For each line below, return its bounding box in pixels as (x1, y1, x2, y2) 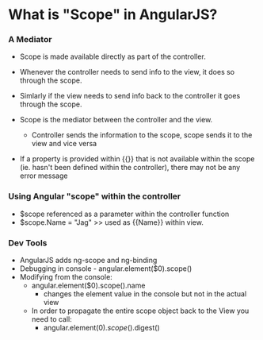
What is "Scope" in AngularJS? (8, 6, 218, 24)
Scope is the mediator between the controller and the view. (19, 115, 213, 125)
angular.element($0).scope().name (31, 280, 146, 291)
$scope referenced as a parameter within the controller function (19, 209, 230, 218)
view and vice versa (31, 139, 97, 149)
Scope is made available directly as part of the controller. (19, 52, 206, 61)
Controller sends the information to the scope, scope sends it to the (31, 130, 253, 140)
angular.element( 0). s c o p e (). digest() (43, 323, 160, 333)
